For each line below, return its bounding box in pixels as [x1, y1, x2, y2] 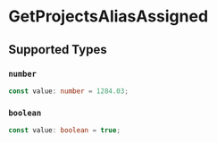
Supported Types [8, 42, 108, 57]
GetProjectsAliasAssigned [8, 6, 209, 27]
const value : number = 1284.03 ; [8, 87, 129, 96]
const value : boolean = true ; [8, 126, 121, 135]
